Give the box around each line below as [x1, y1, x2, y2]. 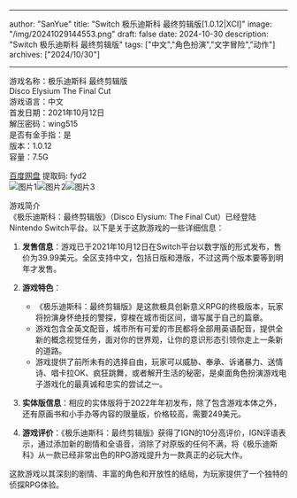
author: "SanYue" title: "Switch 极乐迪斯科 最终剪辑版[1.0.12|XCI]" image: [9, 19, 272, 29]
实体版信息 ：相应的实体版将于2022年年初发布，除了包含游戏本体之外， [21, 398, 282, 408]
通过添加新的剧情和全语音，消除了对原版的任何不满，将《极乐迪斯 [37, 439, 278, 448]
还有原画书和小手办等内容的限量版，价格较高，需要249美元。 [21, 409, 246, 419]
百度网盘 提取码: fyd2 [9, 170, 87, 181]
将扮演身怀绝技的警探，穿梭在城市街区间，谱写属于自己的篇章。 [34, 312, 268, 323]
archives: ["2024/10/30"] [9, 50, 100, 59]
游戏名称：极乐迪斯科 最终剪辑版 [9, 76, 128, 86]
